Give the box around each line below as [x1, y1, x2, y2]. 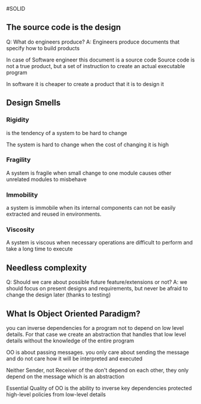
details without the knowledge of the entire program [6, 337, 135, 344]
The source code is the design [6, 22, 121, 32]
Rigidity [6, 116, 29, 124]
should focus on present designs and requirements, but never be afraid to [6, 285, 188, 292]
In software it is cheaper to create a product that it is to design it [6, 80, 165, 87]
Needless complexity [6, 262, 87, 273]
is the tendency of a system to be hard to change [6, 129, 127, 136]
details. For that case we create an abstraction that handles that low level [6, 331, 187, 338]
